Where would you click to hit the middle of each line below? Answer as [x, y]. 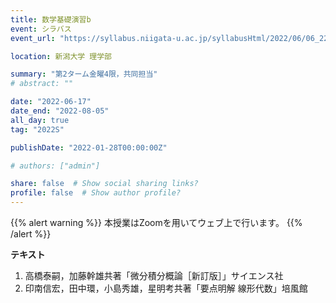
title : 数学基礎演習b [51, 19]
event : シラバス [41, 29]
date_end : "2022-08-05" [60, 111]
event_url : [33, 38]
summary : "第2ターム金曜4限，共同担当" [84, 74]
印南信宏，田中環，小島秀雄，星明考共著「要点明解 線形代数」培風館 [166, 288]
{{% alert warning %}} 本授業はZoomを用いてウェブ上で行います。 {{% [156, 222]
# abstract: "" [42, 84]
